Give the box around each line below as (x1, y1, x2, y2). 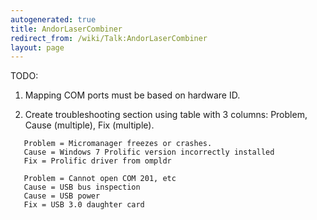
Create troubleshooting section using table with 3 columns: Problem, (24, 109, 308, 121)
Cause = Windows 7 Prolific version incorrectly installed (23, 147, 275, 158)
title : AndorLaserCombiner (10, 24, 123, 34)
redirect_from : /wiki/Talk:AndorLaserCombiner (10, 33, 208, 43)
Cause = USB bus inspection (23, 182, 141, 193)
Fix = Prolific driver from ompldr (23, 156, 172, 166)
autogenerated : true (10, 14, 97, 25)
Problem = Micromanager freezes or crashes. (23, 139, 213, 149)
